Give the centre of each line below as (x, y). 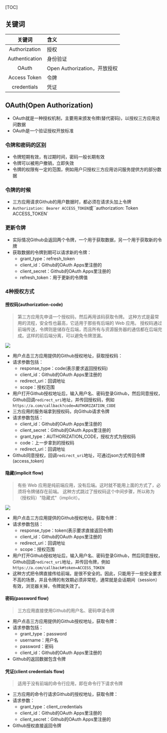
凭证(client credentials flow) (35, 671)
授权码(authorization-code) (34, 305)
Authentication (25, 58)
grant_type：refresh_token (47, 258)
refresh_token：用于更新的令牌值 (54, 277)
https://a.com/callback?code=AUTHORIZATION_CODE (64, 406)
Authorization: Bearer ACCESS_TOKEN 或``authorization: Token (75, 208)
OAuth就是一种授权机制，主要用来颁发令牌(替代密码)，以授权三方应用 (84, 118)
